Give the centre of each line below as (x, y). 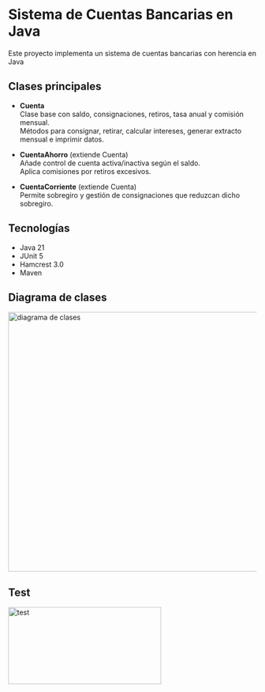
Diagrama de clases (58, 297)
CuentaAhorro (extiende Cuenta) (74, 154)
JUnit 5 (31, 255)
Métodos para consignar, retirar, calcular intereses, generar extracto (131, 130)
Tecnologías (39, 228)
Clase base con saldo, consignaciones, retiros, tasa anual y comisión (132, 114)
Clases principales (55, 87)
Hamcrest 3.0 (42, 264)
